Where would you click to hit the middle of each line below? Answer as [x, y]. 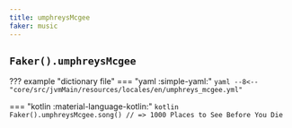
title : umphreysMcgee [50, 17]
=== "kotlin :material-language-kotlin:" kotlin [94, 107]
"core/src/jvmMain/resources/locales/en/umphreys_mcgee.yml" [126, 90]
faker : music [34, 26]
